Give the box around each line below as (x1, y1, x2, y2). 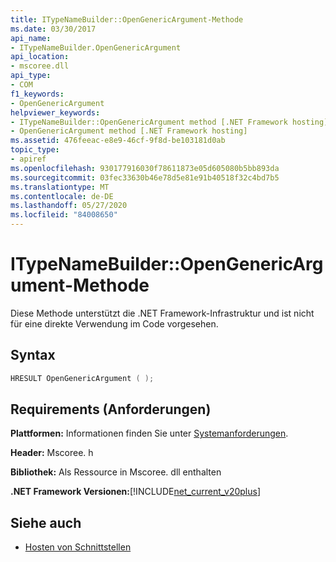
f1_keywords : (10, 89, 65, 99)
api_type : (10, 71, 52, 81)
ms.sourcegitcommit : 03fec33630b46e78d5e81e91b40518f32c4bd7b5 (10, 172, 280, 183)
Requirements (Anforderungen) (10, 401, 212, 418)
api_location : (10, 52, 70, 62)
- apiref (10, 154, 47, 164)
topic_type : (10, 145, 60, 155)
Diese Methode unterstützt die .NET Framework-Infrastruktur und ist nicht (10, 307, 315, 319)
